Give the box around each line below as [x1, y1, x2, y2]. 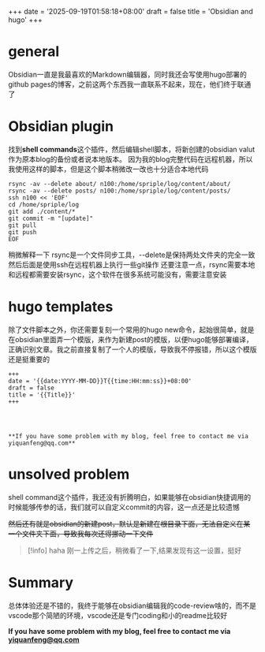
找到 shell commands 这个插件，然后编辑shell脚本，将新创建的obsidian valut [8, 144, 255, 154]
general [8, 43, 60, 61]
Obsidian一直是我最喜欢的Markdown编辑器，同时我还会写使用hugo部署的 [8, 69, 247, 79]
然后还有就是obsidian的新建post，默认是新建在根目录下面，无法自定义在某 [8, 519, 251, 528]
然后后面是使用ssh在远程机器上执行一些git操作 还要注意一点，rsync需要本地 [8, 259, 256, 269]
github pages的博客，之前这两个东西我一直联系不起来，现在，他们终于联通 [8, 79, 252, 89]
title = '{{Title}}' [8, 390, 77, 399]
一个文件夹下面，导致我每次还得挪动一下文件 [8, 528, 154, 538]
